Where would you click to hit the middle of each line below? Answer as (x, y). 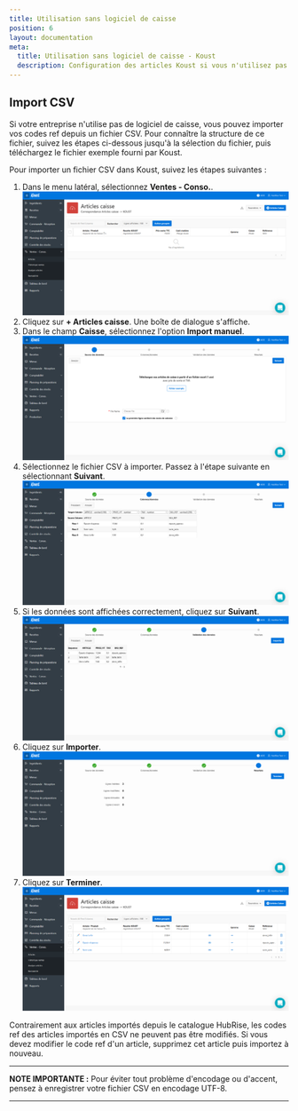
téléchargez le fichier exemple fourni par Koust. (96, 152)
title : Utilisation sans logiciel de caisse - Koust (117, 56)
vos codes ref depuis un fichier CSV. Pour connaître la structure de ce (137, 133)
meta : (19, 47)
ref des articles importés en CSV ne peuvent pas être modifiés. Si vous (139, 1035)
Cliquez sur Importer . (62, 747)
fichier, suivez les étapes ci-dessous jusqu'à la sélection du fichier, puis (140, 143)
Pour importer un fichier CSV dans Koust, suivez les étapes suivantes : (138, 170)
